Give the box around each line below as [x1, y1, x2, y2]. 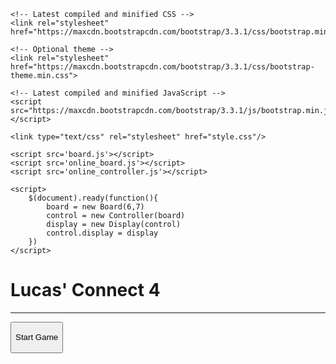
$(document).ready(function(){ [28, 193, 159, 203]
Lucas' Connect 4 [10, 279, 161, 302]
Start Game [15, 332, 59, 343]
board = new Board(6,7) [46, 202, 145, 212]
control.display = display [46, 228, 159, 238]
